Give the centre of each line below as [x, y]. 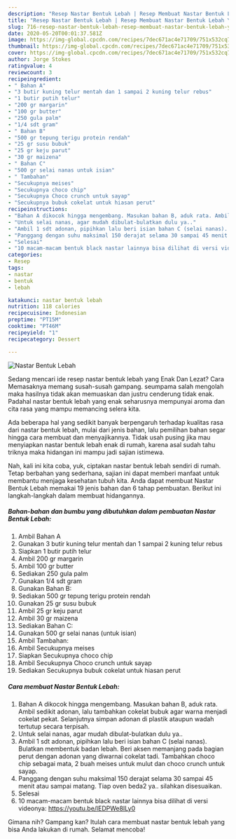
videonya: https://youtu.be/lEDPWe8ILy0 [77, 809]
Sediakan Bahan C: [46, 626]
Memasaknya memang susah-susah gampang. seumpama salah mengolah [116, 386]
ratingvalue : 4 [30, 66]
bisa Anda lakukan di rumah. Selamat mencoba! [77, 830]
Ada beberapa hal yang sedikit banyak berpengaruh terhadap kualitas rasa [116, 422]
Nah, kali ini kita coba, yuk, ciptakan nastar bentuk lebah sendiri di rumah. [114, 465]
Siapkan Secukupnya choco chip [65, 655]
